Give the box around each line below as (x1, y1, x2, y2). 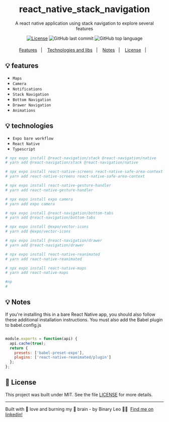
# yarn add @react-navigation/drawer (5, 243, 84, 248)
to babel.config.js (5, 322, 42, 328)
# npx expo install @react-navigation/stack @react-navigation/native (5, 155, 156, 161)
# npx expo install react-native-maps (5, 265, 87, 270)
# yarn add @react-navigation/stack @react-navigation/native (5, 160, 138, 165)
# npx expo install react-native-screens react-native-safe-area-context (5, 169, 163, 174)
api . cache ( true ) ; (10, 341, 46, 346)
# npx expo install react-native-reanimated (5, 252, 100, 257)
